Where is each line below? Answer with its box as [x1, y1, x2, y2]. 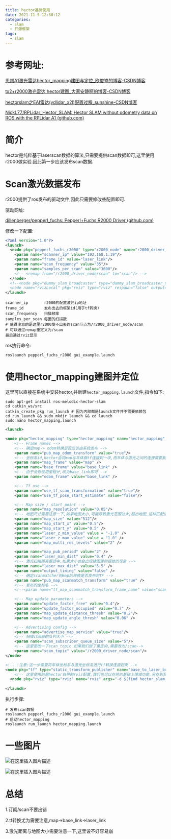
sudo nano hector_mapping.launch [5, 418, 76, 423]
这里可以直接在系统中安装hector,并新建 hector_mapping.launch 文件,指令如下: [5, 389, 164, 395]
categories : [5, 17, 31, 22]
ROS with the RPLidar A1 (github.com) [5, 114, 84, 121]
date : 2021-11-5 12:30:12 [5, 12, 60, 17]
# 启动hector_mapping [5, 717, 50, 722]
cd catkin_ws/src [5, 404, 42, 409]
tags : [5, 31, 17, 36]
